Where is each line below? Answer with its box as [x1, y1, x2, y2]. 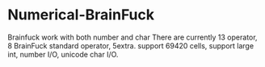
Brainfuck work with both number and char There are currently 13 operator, [7, 32, 258, 42]
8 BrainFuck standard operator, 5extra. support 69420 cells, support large [7, 40, 254, 50]
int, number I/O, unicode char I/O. [7, 49, 119, 59]
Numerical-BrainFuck [7, 6, 155, 24]
